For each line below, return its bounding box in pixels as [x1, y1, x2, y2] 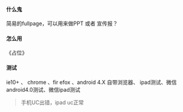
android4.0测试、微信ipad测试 [6, 86, 81, 93]
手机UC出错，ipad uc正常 [20, 99, 84, 106]
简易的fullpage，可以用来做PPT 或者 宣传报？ [6, 20, 118, 27]
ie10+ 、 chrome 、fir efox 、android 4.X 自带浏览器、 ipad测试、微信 [6, 78, 177, 86]
